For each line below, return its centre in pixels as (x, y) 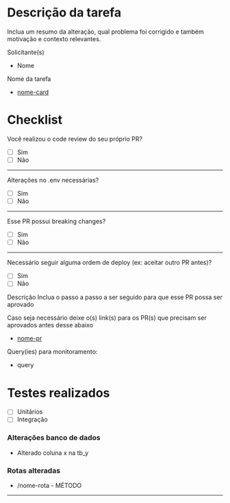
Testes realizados (59, 393)
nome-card (33, 92)
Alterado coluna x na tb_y (53, 453)
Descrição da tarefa (64, 13)
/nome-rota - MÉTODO (49, 486)
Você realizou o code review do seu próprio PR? (75, 139)
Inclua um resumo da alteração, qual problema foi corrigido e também (105, 32)
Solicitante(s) (26, 52)
